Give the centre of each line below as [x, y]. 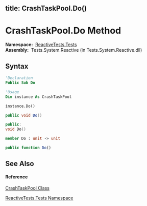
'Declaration [19, 78]
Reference [17, 177]
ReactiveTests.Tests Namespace [39, 198]
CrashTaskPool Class [28, 188]
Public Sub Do [20, 83]
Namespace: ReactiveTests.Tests [41, 45]
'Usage [12, 92]
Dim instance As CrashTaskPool [39, 97]
